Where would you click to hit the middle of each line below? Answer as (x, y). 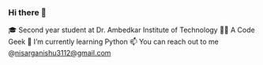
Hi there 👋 (28, 13)
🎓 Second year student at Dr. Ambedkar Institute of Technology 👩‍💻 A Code (131, 30)
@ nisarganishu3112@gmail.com (60, 53)
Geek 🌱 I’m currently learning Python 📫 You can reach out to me (113, 42)
